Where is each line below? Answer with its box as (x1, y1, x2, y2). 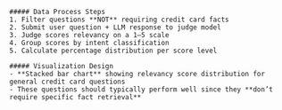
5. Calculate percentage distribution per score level (9, 46, 218, 55)
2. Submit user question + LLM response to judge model (9, 23, 221, 32)
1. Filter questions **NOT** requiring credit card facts (9, 15, 229, 24)
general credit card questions (9, 77, 126, 86)
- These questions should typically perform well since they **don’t (9, 85, 274, 94)
